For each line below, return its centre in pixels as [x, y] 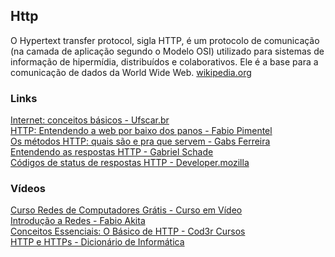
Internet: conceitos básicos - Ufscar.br [90, 120]
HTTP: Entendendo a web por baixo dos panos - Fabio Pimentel [141, 131]
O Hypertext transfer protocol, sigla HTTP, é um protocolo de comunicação [165, 40]
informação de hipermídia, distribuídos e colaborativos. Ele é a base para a [164, 61]
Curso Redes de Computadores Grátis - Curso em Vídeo [126, 210]
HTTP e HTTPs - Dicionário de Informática [97, 242]
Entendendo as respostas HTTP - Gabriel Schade [112, 152]
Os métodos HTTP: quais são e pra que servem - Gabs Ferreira [140, 141]
